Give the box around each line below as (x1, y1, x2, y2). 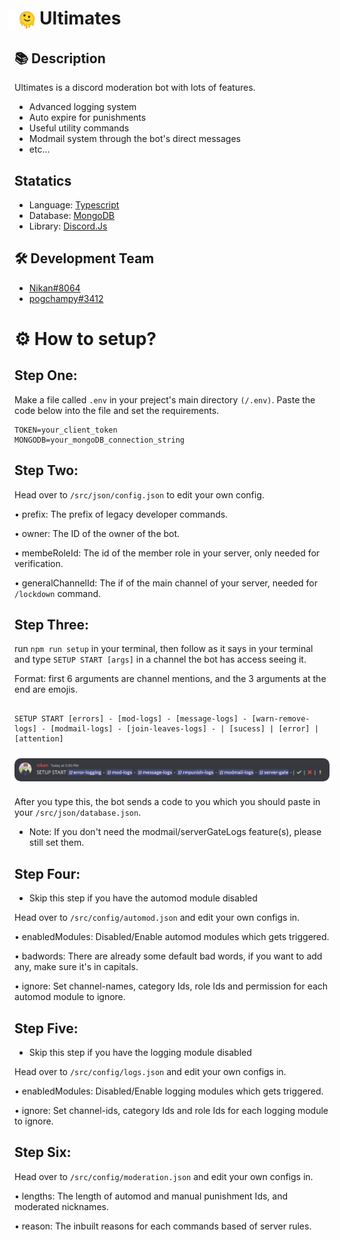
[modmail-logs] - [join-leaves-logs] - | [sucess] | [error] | (50, 724, 319, 734)
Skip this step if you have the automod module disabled (28, 892, 258, 904)
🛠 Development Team (14, 250, 155, 267)
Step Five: (14, 1020, 79, 1037)
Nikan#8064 (28, 282, 81, 294)
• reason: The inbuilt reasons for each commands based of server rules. (14, 1220, 312, 1232)
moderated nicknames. (14, 1200, 109, 1212)
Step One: (14, 367, 78, 384)
